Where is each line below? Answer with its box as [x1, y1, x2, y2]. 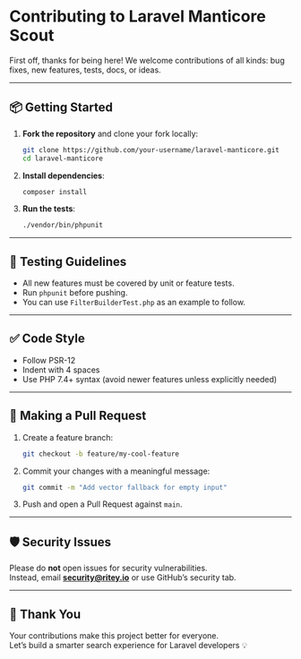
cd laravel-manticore [21, 154, 103, 163]
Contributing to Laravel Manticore [9, 6, 266, 27]
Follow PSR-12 [21, 355, 76, 365]
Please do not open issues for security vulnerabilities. [9, 562, 208, 574]
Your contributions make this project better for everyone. [9, 630, 219, 641]
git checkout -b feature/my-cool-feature [21, 449, 180, 458]
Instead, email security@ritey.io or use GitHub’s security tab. [9, 572, 236, 583]
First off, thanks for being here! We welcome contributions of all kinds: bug [9, 55, 285, 65]
